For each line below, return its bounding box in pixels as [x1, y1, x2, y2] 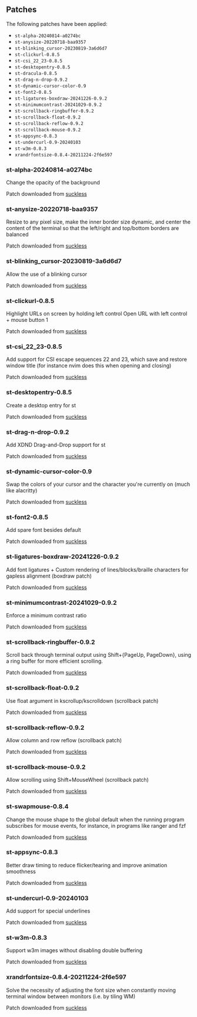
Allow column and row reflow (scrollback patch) [6, 736, 122, 743]
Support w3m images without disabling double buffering [6, 947, 143, 954]
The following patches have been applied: [6, 20, 108, 27]
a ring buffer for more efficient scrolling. [6, 657, 103, 665]
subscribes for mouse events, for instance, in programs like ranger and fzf [6, 822, 186, 829]
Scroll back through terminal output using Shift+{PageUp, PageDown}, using [6, 651, 192, 659]
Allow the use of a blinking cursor [6, 271, 88, 278]
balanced [6, 231, 29, 238]
